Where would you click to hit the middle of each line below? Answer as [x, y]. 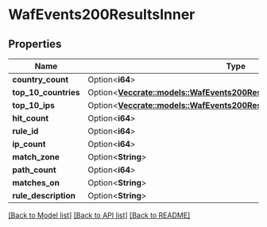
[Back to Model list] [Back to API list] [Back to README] [99, 215]
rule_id [25, 131]
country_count [41, 79]
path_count [35, 170]
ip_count [29, 144]
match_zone [36, 157]
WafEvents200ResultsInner [102, 15]
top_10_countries [46, 92]
